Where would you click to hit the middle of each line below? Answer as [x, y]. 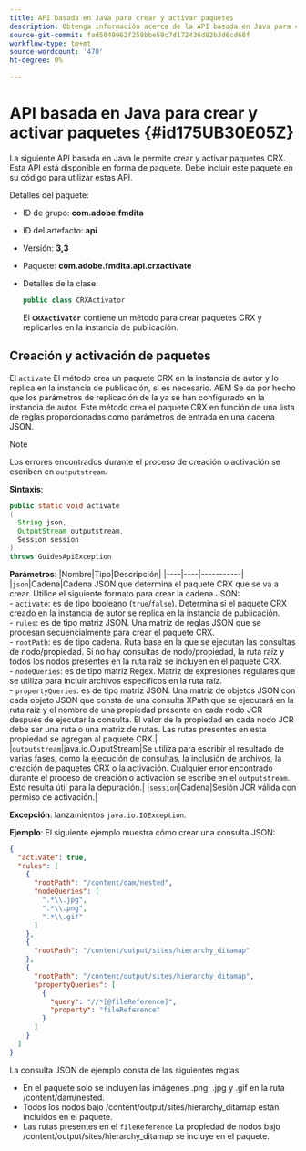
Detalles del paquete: [49, 195]
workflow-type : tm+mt [51, 43]
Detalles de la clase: [60, 283]
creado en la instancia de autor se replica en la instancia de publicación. [145, 613]
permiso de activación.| [54, 797]
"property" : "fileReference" [105, 1010]
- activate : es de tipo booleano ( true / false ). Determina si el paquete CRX [148, 603]
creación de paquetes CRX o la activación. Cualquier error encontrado [141, 768]
